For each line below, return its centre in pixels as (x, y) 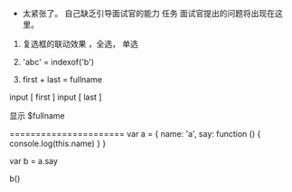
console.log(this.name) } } (58, 144)
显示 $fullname (37, 115)
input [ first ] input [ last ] (56, 97)
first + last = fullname (62, 79)
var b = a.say (34, 161)
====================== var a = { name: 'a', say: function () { (135, 134)
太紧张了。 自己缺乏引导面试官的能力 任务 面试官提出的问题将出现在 (149, 13)
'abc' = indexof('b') (58, 62)
